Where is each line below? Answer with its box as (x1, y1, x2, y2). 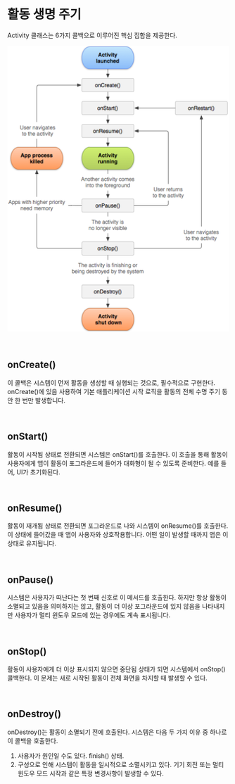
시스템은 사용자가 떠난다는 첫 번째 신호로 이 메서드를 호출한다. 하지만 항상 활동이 (7, 593, 227, 602)
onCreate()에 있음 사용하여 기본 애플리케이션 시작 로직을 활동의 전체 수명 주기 (7, 387, 220, 396)
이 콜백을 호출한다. (7, 736, 58, 745)
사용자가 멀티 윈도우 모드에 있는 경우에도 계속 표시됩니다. (14, 611, 171, 619)
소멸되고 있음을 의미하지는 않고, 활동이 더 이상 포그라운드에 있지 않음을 (7, 602, 201, 611)
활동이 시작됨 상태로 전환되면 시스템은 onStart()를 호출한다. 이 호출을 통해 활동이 (7, 450, 229, 458)
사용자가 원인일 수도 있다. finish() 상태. (17, 751, 125, 760)
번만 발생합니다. (22, 396, 65, 405)
